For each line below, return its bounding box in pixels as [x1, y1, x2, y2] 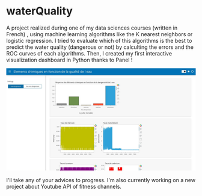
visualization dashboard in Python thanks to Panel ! [6, 56, 133, 63]
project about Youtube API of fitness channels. [6, 183, 122, 190]
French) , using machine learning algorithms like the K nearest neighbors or [6, 30, 193, 37]
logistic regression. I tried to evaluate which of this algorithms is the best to [6, 37, 192, 44]
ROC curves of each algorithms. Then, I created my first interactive [6, 49, 173, 57]
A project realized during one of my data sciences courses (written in [6, 24, 178, 31]
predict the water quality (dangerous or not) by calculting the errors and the [6, 43, 194, 51]
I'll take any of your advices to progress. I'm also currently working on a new [6, 176, 196, 183]
